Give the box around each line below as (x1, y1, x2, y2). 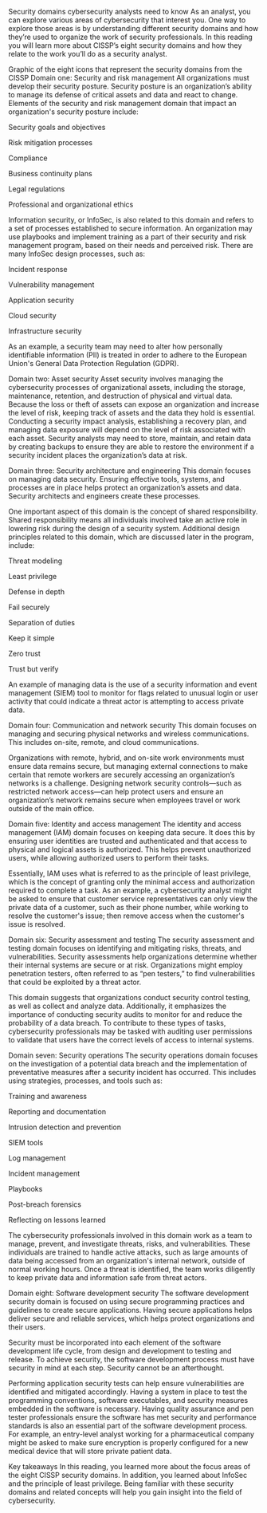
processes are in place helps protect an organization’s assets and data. (8, 483, 241, 492)
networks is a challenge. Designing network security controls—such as (8, 778, 241, 788)
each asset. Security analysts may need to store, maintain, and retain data (8, 434, 251, 443)
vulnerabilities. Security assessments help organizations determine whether (8, 952, 257, 961)
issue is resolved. (8, 920, 66, 928)
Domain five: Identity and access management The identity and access (8, 819, 241, 829)
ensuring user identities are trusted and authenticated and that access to (8, 837, 247, 845)
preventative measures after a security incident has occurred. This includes (8, 1068, 257, 1077)
